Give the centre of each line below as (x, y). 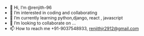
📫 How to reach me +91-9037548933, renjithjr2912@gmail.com (74, 28)
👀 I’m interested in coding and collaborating (53, 13)
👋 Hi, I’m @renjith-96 (31, 8)
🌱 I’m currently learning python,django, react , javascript (66, 18)
